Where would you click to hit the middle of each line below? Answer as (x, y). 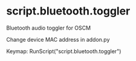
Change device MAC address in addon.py (58, 39)
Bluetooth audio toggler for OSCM (49, 28)
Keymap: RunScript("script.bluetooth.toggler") (64, 51)
